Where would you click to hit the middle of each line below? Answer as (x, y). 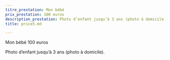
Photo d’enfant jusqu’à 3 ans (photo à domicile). (55, 52)
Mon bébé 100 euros (27, 42)
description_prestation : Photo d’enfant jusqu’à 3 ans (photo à (74, 19)
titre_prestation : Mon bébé (35, 10)
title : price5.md (24, 24)
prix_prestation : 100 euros (35, 14)
